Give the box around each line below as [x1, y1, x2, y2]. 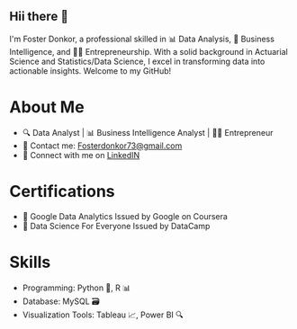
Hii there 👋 [9, 9, 69, 24]
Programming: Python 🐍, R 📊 [22, 282, 131, 293]
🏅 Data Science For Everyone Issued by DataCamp [22, 220, 211, 231]
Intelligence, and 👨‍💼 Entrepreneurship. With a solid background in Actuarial [9, 46, 288, 57]
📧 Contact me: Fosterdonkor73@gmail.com [22, 140, 183, 151]
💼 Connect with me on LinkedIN [22, 149, 140, 160]
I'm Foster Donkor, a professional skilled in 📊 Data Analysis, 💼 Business [9, 33, 274, 44]
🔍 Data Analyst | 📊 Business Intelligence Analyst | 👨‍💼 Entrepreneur [22, 127, 274, 138]
